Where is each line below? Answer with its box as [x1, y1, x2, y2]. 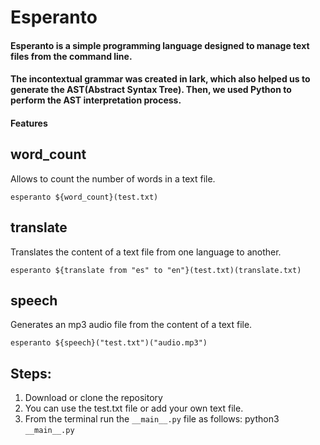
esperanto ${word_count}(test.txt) [10, 192, 159, 202]
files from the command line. [10, 50, 133, 62]
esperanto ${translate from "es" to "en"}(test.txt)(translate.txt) [10, 265, 302, 275]
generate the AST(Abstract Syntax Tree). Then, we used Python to [10, 84, 292, 96]
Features [10, 117, 48, 129]
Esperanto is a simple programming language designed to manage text [10, 39, 310, 51]
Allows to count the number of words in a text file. [10, 172, 216, 185]
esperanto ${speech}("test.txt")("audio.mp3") [10, 338, 208, 348]
